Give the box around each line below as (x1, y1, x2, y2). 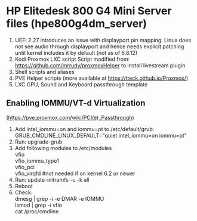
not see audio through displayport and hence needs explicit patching (14, 43, 184, 50)
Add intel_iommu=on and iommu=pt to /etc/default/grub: (14, 125, 155, 132)
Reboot (14, 182, 33, 189)
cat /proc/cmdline (14, 207, 59, 215)
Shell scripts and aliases (14, 68, 75, 75)
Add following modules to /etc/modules (14, 144, 112, 151)
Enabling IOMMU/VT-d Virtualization (6, 98, 146, 108)
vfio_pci (14, 163, 35, 170)
